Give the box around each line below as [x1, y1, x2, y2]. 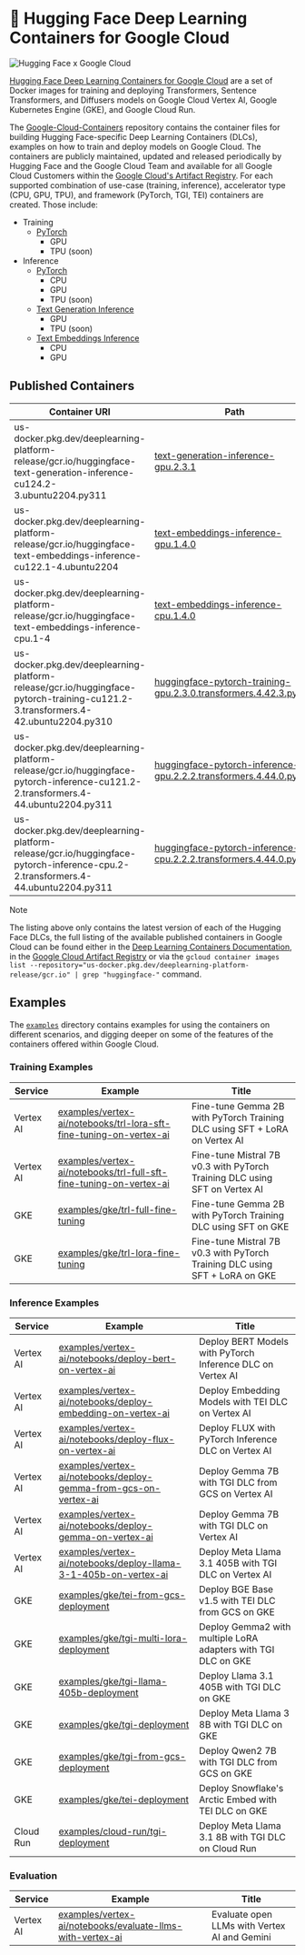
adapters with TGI [199, 1643, 275, 1656]
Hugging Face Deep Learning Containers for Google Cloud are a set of [9, 75, 273, 85]
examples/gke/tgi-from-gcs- [58, 1750, 186, 1763]
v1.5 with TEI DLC [199, 1595, 276, 1608]
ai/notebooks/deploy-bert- [58, 1352, 177, 1365]
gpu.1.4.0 [153, 537, 197, 550]
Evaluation [9, 1870, 57, 1882]
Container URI [48, 405, 111, 417]
